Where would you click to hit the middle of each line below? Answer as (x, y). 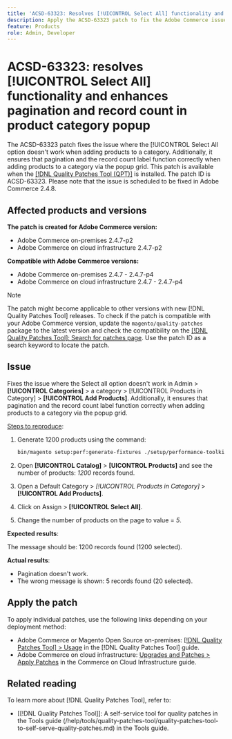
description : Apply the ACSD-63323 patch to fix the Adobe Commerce (108, 20)
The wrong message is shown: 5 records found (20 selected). (105, 581)
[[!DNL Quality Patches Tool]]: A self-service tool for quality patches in (117, 713)
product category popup (79, 126)
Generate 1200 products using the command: (81, 440)
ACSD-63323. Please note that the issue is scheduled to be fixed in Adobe (113, 181)
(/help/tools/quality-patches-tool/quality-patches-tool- (141, 721)
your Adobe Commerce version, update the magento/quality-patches (105, 323)
